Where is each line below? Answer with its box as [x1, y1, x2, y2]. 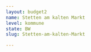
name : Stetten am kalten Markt [5, 15, 86, 21]
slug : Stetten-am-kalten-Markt [5, 31, 86, 37]
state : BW [5, 25, 31, 32]
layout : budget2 [5, 8, 47, 15]
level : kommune [5, 20, 45, 26]
